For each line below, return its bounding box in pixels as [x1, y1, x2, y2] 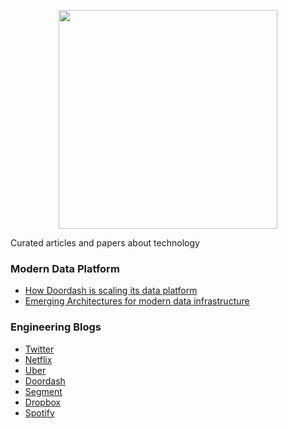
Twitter [24, 343, 55, 355]
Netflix [24, 353, 53, 365]
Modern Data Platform [10, 261, 120, 275]
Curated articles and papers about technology [10, 237, 200, 249]
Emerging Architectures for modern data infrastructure [24, 295, 250, 307]
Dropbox [24, 396, 62, 408]
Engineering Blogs [10, 320, 102, 334]
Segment [24, 385, 63, 397]
